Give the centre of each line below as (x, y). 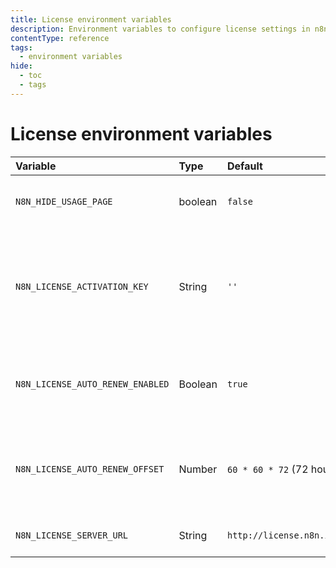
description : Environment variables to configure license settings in (160, 29)
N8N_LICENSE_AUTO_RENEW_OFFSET (90, 469)
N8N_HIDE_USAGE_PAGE (64, 201)
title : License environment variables (91, 19)
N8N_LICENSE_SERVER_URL (72, 535)
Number (198, 469)
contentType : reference (60, 38)
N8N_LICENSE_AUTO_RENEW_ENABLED (92, 384)
